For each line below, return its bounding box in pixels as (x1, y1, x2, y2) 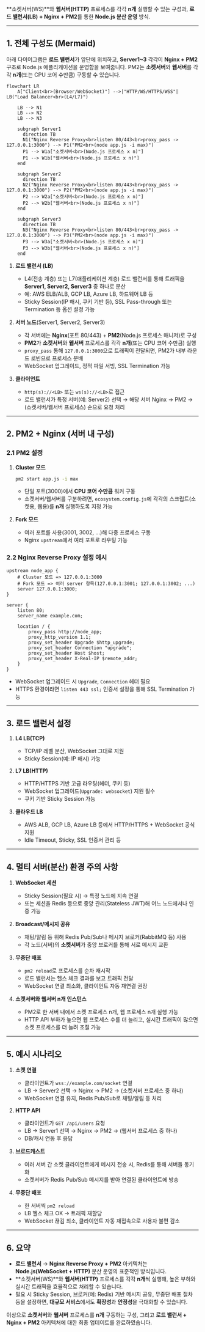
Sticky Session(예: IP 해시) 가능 (24, 755, 101, 762)
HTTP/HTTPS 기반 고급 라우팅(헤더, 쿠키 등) (24, 780, 131, 787)
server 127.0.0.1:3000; (17, 586, 78, 592)
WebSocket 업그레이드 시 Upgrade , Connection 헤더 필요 (15, 677, 151, 685)
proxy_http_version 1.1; (28, 634, 92, 640)
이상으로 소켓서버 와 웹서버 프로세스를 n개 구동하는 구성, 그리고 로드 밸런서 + (6, 1311, 187, 1319)
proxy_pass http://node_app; (28, 628, 103, 635)
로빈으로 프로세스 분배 (31, 354, 84, 362)
